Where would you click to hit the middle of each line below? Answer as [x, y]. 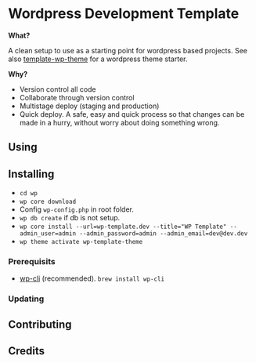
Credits [27, 351]
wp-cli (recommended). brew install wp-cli [92, 278]
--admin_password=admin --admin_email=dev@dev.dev [164, 234]
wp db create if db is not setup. [70, 218]
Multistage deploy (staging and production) [89, 106]
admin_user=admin [48, 234]
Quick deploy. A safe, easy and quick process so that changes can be [132, 114]
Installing [31, 174]
